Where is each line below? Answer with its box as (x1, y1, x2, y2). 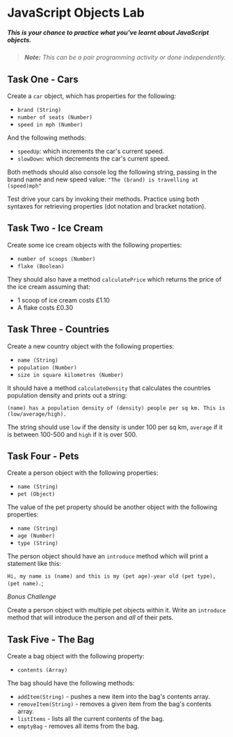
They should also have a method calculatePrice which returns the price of (7, 275, 222, 283)
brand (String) (17, 106, 62, 113)
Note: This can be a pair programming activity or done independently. (24, 54, 226, 62)
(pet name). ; (7, 579, 44, 588)
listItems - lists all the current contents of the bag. (17, 715, 165, 723)
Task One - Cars (7, 73, 79, 85)
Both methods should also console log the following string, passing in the (7, 168, 217, 176)
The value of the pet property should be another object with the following (7, 503, 218, 512)
